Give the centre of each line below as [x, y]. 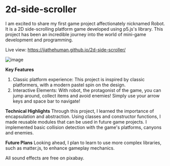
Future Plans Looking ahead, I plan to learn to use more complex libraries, [83, 143]
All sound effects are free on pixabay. [45, 158]
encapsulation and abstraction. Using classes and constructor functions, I [83, 116]
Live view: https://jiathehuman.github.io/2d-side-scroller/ [66, 50]
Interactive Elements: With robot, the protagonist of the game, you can [87, 90]
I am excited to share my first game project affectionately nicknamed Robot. [85, 23]
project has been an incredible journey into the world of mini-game [76, 34]
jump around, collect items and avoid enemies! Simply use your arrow [86, 96]
